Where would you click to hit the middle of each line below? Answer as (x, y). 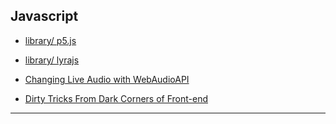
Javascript (44, 16)
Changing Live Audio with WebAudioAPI (107, 79)
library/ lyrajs (52, 60)
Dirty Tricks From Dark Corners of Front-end (116, 98)
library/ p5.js (50, 40)
